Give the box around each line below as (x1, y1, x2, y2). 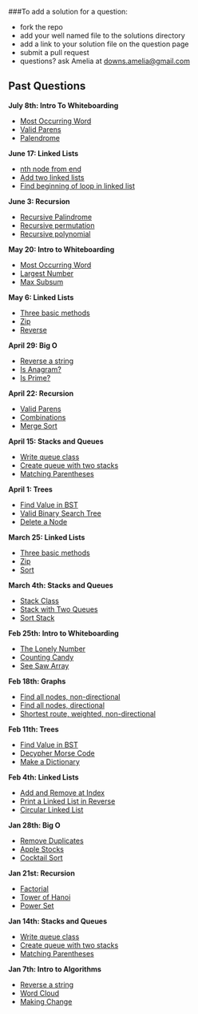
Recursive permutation (19, 220, 95, 230)
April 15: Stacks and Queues (8, 436, 104, 446)
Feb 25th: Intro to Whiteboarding (8, 628, 120, 638)
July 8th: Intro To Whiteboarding (8, 100, 119, 110)
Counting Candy (19, 652, 74, 662)
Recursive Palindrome (19, 212, 93, 222)
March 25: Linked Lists (8, 532, 85, 542)
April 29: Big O (8, 340, 57, 350)
